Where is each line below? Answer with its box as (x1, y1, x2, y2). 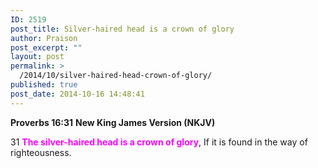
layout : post (10, 52, 65, 62)
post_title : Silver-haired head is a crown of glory (10, 24, 235, 34)
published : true (10, 80, 78, 90)
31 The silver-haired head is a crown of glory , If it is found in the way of (10, 136, 308, 148)
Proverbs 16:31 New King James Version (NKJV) (10, 116, 216, 128)
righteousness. (10, 146, 72, 158)
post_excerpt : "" (10, 42, 83, 53)
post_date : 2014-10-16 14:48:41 (10, 89, 145, 99)
